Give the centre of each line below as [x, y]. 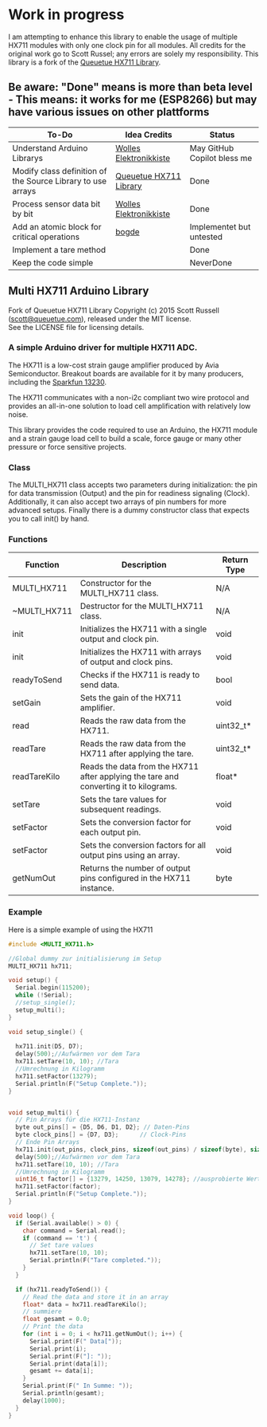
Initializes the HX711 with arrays [141, 652]
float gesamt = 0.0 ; [56, 1319]
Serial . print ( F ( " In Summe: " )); [78, 1386]
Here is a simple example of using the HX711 [81, 930]
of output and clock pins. [126, 662]
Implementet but [220, 226]
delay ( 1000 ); [44, 1401]
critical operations [46, 237]
